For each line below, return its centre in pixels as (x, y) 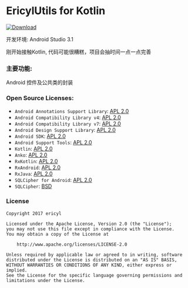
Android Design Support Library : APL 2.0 (65, 130)
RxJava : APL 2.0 (33, 173)
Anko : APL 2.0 (31, 155)
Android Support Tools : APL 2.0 (53, 142)
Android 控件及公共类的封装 (40, 82)
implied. (17, 270)
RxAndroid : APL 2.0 (37, 167)
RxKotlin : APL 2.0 (36, 161)
